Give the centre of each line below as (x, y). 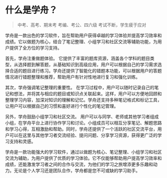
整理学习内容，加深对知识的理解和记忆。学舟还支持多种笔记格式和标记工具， (83, 100)
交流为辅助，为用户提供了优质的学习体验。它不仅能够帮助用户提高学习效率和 (83, 158)
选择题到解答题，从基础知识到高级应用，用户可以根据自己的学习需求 (88, 64)
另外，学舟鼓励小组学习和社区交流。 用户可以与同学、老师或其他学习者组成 (82, 117)
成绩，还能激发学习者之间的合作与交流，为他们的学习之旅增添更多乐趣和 (79, 164)
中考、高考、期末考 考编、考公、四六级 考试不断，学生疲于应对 (82, 25)
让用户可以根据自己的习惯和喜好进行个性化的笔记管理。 (62, 106)
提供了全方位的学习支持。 (36, 48)
